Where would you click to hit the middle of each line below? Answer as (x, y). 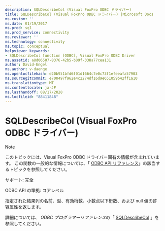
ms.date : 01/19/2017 (26, 23)
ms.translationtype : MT (30, 83)
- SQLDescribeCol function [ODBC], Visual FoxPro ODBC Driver (70, 55)
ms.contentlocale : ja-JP (31, 87)
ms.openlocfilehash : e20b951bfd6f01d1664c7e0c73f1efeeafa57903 (71, 74)
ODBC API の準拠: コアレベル (34, 191)
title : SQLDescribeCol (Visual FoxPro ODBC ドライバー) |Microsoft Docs (79, 14)
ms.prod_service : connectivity (37, 33)
